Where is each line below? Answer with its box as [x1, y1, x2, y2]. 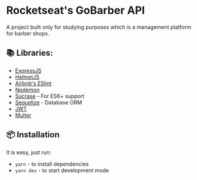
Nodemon [14, 86, 40, 93]
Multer [14, 112, 32, 119]
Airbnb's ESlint [14, 79, 52, 87]
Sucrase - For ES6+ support [14, 92, 85, 100]
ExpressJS [14, 67, 42, 74]
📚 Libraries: [6, 48, 53, 58]
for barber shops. [6, 29, 50, 37]
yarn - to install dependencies [14, 160, 89, 167]
